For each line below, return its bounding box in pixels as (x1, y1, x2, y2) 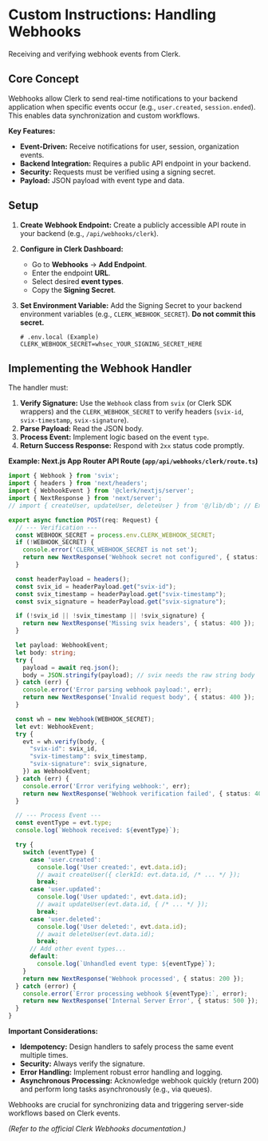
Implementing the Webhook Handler (8, 362, 192, 375)
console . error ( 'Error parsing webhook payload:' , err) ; (22, 686, 213, 694)
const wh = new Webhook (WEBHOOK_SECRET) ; (15, 715, 156, 723)
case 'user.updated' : (29, 886, 102, 894)
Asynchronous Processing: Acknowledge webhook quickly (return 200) (19, 1076, 259, 1085)
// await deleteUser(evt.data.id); (37, 930, 156, 938)
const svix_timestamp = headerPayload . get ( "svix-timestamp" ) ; (15, 590, 227, 598)
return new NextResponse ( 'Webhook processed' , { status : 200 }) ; (22, 975, 245, 983)
